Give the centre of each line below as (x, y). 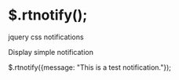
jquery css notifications (46, 37)
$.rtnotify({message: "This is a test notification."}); (89, 67)
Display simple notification (51, 52)
